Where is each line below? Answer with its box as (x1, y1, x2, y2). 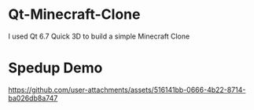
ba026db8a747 (8, 93, 58, 103)
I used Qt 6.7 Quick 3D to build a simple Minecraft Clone (8, 31, 190, 41)
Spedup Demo (8, 59, 103, 77)
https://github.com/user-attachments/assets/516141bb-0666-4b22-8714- (8, 85, 246, 94)
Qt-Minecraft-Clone (8, 5, 141, 24)
